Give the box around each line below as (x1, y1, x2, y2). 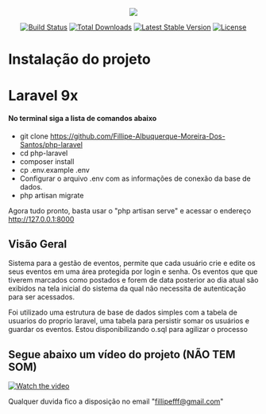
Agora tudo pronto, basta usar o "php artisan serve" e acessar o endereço (8, 205, 252, 215)
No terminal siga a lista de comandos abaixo (8, 113, 157, 123)
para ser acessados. (8, 292, 75, 302)
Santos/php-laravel (19, 139, 83, 149)
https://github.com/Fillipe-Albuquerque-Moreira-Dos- (50, 131, 226, 141)
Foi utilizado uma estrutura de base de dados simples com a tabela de (8, 307, 238, 318)
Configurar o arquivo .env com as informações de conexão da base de (19, 174, 252, 183)
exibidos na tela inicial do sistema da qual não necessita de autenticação (8, 283, 246, 294)
